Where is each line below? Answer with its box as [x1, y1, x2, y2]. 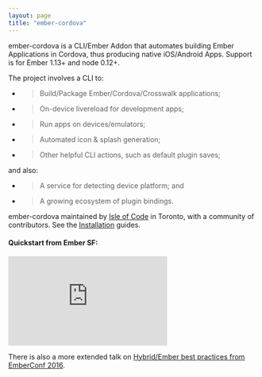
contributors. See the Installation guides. [8, 220, 141, 229]
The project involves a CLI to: [8, 73, 104, 83]
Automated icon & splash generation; [39, 134, 161, 144]
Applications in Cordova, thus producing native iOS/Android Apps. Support [8, 49, 252, 59]
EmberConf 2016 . [8, 360, 66, 370]
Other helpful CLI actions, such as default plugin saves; [39, 150, 221, 160]
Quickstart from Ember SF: [8, 238, 98, 248]
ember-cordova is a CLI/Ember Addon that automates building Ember [8, 40, 234, 50]
